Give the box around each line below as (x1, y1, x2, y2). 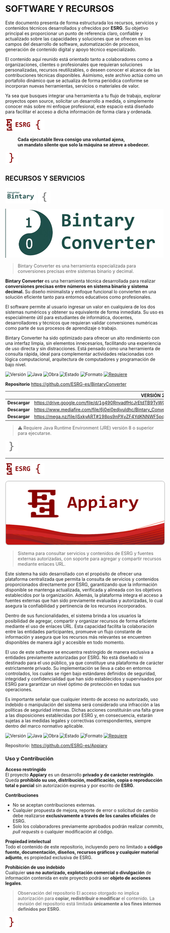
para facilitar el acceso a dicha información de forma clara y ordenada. (5, 109, 152, 115)
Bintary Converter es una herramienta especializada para (17, 263, 136, 269)
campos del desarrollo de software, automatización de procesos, (5, 41, 140, 47)
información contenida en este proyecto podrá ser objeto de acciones (5, 875, 151, 881)
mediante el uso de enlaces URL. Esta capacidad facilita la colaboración (5, 623, 154, 629)
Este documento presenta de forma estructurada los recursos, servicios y (5, 20, 158, 26)
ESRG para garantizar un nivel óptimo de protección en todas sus (5, 681, 141, 687)
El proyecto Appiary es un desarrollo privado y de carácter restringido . (5, 772, 154, 778)
